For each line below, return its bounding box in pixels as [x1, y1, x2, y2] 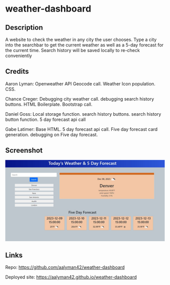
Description [5, 23, 43, 32]
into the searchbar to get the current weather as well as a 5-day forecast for [5, 42, 164, 48]
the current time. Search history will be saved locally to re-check [5, 47, 140, 53]
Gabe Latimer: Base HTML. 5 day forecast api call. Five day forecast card [5, 126, 158, 132]
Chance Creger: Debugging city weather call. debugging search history [5, 96, 154, 102]
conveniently [5, 53, 32, 59]
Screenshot [5, 146, 43, 155]
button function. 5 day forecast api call [5, 116, 86, 122]
